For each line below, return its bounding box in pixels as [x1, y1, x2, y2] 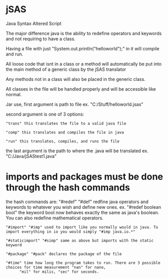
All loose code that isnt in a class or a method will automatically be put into [6, 61, 162, 67]
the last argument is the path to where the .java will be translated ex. [6, 148, 149, 154]
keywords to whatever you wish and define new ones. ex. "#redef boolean [6, 204, 161, 210]
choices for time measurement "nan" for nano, [6, 265, 106, 270]
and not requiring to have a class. [6, 36, 76, 42]
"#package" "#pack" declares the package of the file [6, 251, 122, 257]
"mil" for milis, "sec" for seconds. [19, 269, 99, 274]
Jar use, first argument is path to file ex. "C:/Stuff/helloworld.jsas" [6, 101, 144, 107]
